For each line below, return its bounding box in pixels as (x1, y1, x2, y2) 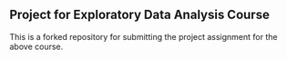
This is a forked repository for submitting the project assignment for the (9, 31, 278, 42)
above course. (9, 41, 64, 52)
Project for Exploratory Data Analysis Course (9, 7, 271, 23)
